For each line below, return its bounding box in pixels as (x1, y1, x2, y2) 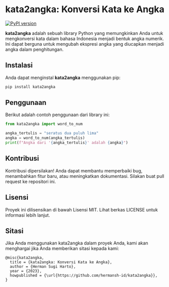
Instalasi (5, 61, 33, 69)
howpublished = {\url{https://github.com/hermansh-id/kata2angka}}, (10, 273, 158, 278)
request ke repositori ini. (5, 178, 56, 185)
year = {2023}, (10, 269, 42, 274)
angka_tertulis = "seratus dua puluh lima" (5, 131, 99, 136)
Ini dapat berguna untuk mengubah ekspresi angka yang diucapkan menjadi (5, 41, 164, 47)
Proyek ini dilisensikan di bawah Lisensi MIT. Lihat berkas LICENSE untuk (5, 206, 158, 212)
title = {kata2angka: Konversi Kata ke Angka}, (10, 260, 113, 265)
